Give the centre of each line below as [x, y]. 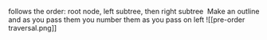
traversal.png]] [33, 28]
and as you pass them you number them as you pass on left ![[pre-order [127, 20]
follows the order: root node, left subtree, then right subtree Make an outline [134, 11]
